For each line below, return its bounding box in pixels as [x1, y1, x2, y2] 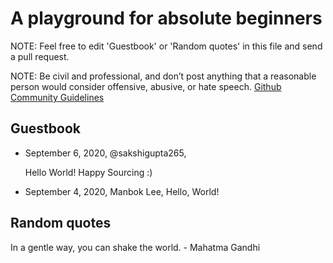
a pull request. [10, 50, 70, 62]
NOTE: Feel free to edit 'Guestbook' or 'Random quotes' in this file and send [10, 40, 323, 52]
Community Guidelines [10, 91, 105, 103]
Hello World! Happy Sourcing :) [24, 166, 153, 178]
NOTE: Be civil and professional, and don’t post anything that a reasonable [10, 70, 317, 82]
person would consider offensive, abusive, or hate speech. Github [10, 80, 282, 92]
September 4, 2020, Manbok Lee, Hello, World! [24, 185, 220, 197]
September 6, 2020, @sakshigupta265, [24, 147, 187, 159]
